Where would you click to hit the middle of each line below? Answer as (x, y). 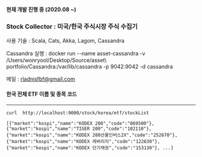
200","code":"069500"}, (125, 123)
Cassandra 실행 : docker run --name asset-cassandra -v (76, 54)
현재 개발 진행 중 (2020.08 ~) (41, 9)
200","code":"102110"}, (122, 129)
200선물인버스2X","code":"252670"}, (135, 135)
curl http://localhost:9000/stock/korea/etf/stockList (78, 113)
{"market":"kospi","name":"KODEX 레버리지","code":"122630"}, (83, 141)
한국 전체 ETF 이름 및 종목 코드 (41, 94)
